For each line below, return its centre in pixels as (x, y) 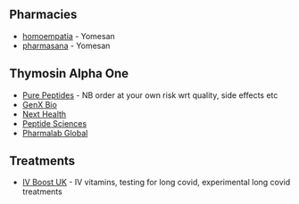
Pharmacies (43, 15)
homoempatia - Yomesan (69, 36)
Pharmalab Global (55, 133)
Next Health (44, 114)
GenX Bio (40, 104)
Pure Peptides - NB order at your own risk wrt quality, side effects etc (150, 95)
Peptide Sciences (54, 123)
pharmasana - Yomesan (66, 45)
